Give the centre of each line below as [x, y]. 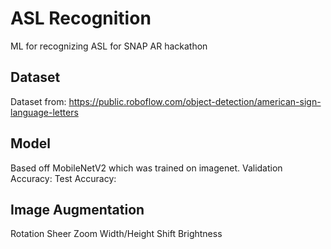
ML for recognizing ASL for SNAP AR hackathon [109, 46]
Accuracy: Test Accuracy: [63, 178]
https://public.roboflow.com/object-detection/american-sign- [195, 101]
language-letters [44, 112]
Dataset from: [38, 101]
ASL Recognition [81, 18]
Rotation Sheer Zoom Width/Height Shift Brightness [116, 234]
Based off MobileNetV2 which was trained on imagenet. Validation [146, 168]
